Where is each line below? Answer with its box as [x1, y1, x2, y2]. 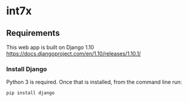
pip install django [6, 90, 55, 96]
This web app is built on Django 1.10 [6, 44, 95, 51]
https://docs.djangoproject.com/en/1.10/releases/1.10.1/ [6, 50, 141, 57]
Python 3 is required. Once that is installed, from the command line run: [6, 79, 183, 86]
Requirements [6, 28, 60, 38]
